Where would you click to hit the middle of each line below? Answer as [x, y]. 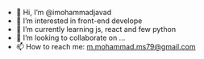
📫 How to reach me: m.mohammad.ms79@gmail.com [106, 47]
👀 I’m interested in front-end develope [79, 21]
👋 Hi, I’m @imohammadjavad [63, 12]
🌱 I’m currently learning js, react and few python [96, 29]
